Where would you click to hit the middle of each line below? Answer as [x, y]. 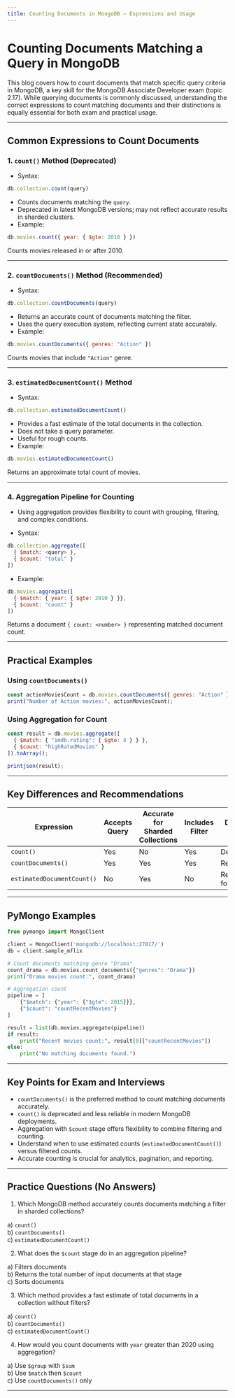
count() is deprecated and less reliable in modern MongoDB [104, 1113]
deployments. [37, 1121]
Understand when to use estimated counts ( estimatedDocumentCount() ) [119, 1143]
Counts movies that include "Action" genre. [70, 358]
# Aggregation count [37, 989]
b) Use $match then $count [45, 1373]
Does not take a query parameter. [66, 431]
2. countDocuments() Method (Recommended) [85, 275]
